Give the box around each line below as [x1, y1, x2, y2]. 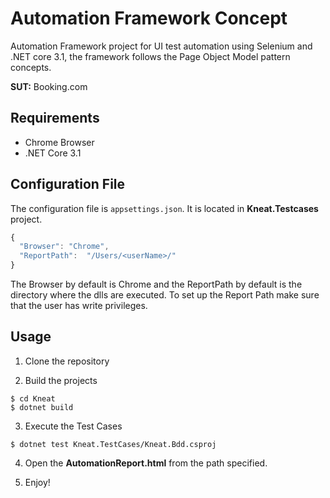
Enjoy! [24, 476, 51, 488]
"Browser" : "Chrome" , [19, 242, 110, 252]
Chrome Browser [24, 136, 95, 148]
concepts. [10, 61, 52, 73]
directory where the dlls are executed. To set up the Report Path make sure [10, 289, 320, 301]
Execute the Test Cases [24, 420, 123, 432]
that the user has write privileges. [10, 300, 148, 312]
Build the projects [24, 374, 98, 386]
